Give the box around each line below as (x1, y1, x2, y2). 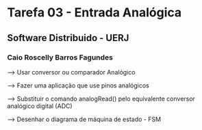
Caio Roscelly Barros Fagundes (7, 53, 113, 62)
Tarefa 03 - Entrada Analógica (7, 5, 182, 21)
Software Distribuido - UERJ (7, 32, 129, 44)
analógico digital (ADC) (7, 101, 73, 110)
